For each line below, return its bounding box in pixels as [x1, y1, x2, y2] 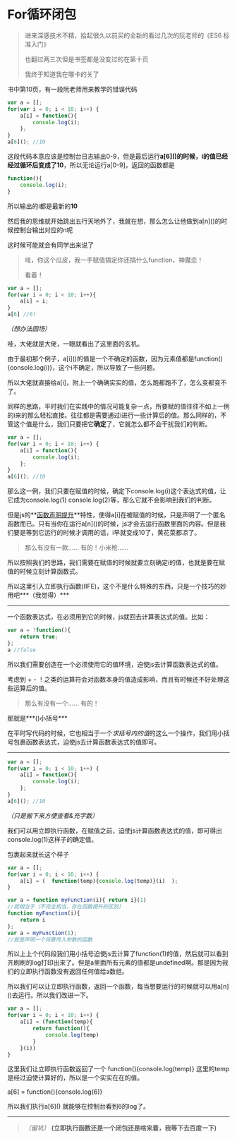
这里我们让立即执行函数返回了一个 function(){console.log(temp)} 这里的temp [7, 1065, 230, 1073]
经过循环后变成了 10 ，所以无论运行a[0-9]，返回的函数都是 [7, 161, 175, 169]
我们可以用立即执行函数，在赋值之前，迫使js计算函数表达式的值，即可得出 [7, 826, 222, 835]
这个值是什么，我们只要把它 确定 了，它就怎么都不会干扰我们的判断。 [13, 420, 212, 428]
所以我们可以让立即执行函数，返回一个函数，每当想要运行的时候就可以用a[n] [7, 982, 229, 991]
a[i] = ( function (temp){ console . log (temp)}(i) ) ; [20, 877, 178, 884]
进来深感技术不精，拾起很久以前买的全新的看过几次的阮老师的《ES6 [24, 31, 222, 40]
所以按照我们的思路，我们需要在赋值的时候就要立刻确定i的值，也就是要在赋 [7, 558, 226, 567]
